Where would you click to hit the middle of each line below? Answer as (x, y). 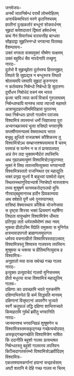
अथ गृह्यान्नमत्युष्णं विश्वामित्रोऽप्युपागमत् (34, 160)
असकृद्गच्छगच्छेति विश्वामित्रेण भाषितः (34, 334)
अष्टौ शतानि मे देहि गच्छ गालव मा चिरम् (35, 368)
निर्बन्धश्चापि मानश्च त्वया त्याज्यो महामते (36, 103)
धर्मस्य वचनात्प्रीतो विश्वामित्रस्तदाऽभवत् (35, 239)
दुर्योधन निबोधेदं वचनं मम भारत (29, 92)
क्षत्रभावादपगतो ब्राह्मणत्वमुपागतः (29, 233)
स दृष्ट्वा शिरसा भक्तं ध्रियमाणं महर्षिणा (34, 211)
